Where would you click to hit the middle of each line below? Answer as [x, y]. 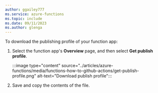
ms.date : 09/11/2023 [26, 23]
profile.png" [24, 76]
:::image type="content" [36, 66]
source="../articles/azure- [87, 66]
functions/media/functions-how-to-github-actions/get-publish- [76, 71]
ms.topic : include [24, 19]
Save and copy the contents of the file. [51, 85]
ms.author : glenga [24, 28]
